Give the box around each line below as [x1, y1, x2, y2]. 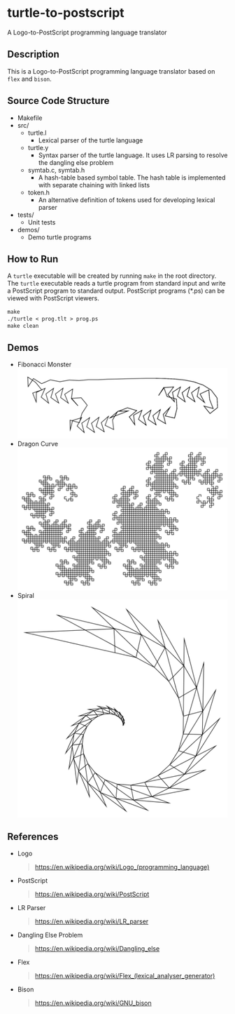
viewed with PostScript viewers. [7, 294, 100, 302]
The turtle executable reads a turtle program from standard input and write [7, 279, 226, 288]
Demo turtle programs [27, 233, 92, 241]
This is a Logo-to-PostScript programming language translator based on [7, 67, 215, 75]
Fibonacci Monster [17, 360, 72, 369]
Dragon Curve [17, 439, 58, 448]
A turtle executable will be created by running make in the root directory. [7, 272, 217, 280]
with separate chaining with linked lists [38, 180, 150, 189]
